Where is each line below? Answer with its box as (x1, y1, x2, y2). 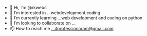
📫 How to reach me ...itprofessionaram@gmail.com (9, 26, 114, 31)
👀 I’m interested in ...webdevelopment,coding (9, 10, 101, 16)
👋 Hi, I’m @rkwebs (9, 5, 47, 10)
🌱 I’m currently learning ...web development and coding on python (9, 15, 143, 20)
